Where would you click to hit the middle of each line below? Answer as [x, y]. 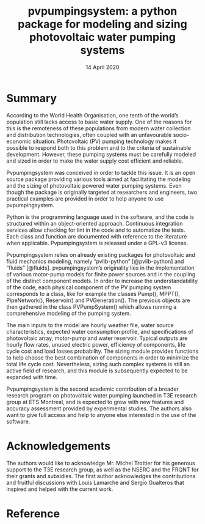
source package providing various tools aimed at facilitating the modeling [99, 179]
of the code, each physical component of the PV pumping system [89, 287]
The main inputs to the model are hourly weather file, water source [90, 325]
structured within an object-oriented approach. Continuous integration [95, 223]
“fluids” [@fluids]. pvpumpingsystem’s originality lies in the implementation [100, 268]
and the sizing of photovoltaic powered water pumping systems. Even [94, 185]
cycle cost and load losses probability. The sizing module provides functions [103, 351]
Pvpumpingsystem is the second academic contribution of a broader [92, 389]
